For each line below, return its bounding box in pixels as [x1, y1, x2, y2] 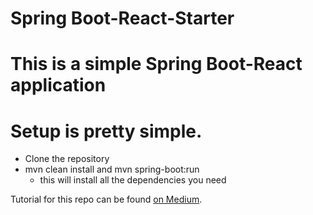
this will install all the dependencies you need [39, 174, 227, 186]
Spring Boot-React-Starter [10, 7, 235, 30]
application [10, 74, 107, 97]
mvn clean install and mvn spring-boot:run [24, 163, 200, 176]
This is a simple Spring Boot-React [10, 53, 303, 76]
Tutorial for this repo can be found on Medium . [10, 193, 203, 206]
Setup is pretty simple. [10, 120, 203, 142]
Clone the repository [24, 153, 110, 165]
